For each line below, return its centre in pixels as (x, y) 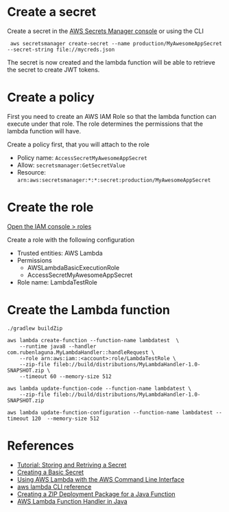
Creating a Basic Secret (50, 472)
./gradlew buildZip (35, 328)
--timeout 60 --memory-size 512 (65, 376)
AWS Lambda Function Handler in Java (72, 501)
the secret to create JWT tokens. (53, 69)
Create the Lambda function (88, 310)
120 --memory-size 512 (65, 419)
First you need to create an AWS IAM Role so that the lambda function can (112, 116)
